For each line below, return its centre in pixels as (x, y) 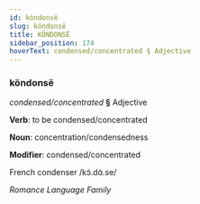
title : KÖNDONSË (40, 34)
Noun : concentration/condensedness (79, 137)
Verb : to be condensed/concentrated (78, 120)
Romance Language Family (60, 190)
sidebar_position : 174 (52, 43)
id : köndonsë (34, 18)
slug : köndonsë (38, 26)
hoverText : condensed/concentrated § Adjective (100, 51)
